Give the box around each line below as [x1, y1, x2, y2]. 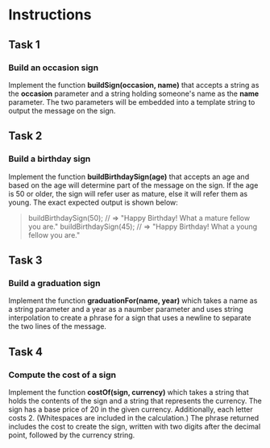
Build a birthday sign [8, 153, 91, 164]
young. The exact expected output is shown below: [8, 197, 179, 207]
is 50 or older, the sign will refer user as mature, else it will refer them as [8, 189, 248, 198]
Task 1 [8, 38, 40, 52]
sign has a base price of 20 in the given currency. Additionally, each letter [8, 404, 254, 414]
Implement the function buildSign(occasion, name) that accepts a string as [8, 80, 260, 89]
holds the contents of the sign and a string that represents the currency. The [8, 396, 262, 405]
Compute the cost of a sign [8, 369, 117, 380]
